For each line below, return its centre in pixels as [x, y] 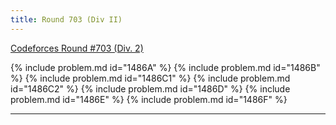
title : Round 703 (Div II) [66, 19]
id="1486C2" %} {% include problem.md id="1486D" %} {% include [150, 88]
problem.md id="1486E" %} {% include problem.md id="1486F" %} [149, 99]
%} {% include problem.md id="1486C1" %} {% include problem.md [150, 78]
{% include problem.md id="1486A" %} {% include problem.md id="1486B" [165, 67]
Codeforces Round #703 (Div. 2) [77, 48]
